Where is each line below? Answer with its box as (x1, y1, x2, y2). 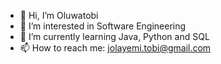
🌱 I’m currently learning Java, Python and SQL (19, 31, 210, 42)
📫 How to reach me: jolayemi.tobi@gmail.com (19, 42, 212, 54)
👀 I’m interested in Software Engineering (19, 20, 187, 32)
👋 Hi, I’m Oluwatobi (19, 10, 99, 21)
